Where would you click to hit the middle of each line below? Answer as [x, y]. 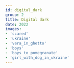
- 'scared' [17, 34]
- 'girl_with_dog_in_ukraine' [38, 58]
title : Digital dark [27, 19]
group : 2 [15, 15]
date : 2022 [17, 24]
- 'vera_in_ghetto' [26, 43]
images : [14, 29]
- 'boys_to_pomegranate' [32, 53]
